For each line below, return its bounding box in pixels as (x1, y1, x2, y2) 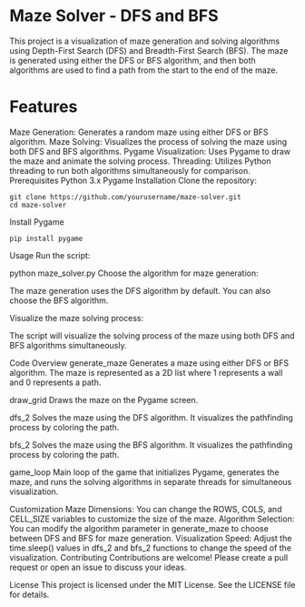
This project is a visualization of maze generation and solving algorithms (9, 35, 280, 46)
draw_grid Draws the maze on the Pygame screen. (9, 394, 199, 405)
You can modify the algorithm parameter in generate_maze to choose (9, 522, 270, 533)
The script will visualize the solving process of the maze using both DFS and (9, 329, 295, 341)
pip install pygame (9, 234, 84, 243)
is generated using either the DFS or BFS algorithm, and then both (9, 55, 256, 66)
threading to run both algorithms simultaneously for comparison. (9, 165, 251, 176)
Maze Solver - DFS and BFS (9, 5, 220, 26)
